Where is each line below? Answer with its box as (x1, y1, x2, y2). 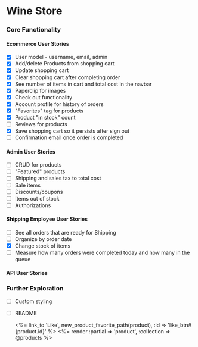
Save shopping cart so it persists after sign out (14, 127, 130, 135)
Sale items (14, 182, 41, 189)
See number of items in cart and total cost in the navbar (14, 80, 152, 87)
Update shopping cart (14, 67, 69, 74)
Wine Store (6, 4, 63, 18)
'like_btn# (168, 321, 192, 329)
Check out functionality (14, 93, 73, 101)
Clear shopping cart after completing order (14, 73, 120, 81)
